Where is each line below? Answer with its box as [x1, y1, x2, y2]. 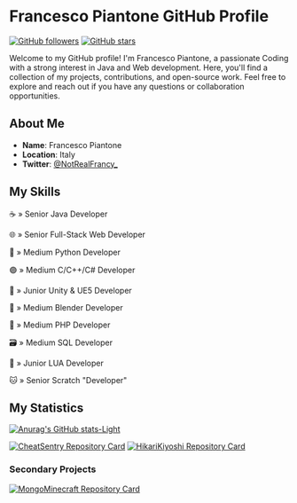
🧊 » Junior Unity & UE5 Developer [9, 285, 133, 295]
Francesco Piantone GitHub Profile [9, 6, 269, 27]
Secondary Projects [9, 463, 97, 475]
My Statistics [9, 400, 84, 415]
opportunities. [9, 90, 60, 101]
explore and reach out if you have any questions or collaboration [9, 81, 246, 91]
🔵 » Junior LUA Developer [9, 358, 104, 368]
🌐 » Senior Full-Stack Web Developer [9, 229, 146, 240]
